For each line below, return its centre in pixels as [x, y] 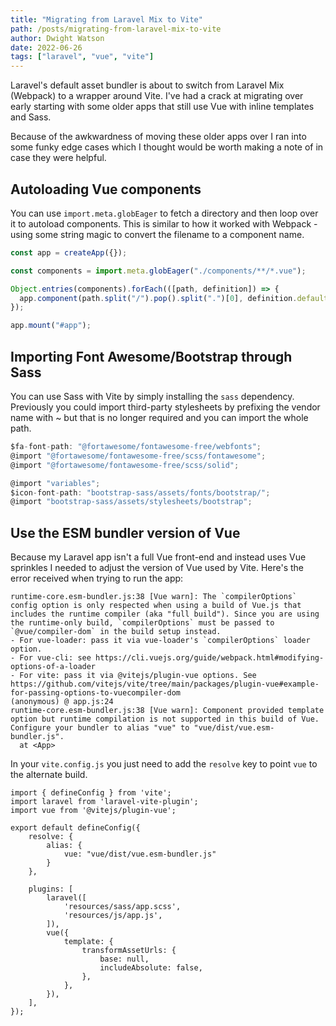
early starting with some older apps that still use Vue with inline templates [162, 107]
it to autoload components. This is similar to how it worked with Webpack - [164, 223]
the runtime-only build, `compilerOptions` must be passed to [142, 623]
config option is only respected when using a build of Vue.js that [156, 606]
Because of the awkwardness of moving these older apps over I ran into [158, 137]
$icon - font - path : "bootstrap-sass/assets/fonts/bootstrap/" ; [140, 492]
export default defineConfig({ [75, 828]
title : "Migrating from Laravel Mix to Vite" [106, 19]
